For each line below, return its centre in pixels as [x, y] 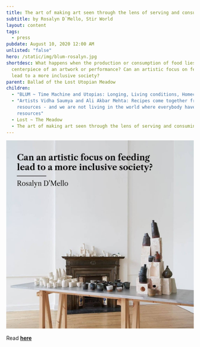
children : [18, 88]
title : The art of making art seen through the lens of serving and [93, 13]
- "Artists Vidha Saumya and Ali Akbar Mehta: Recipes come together [99, 101]
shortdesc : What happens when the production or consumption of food [94, 63]
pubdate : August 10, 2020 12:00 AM [50, 44]
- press [21, 38]
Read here [19, 338]
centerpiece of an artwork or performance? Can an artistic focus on [99, 69]
